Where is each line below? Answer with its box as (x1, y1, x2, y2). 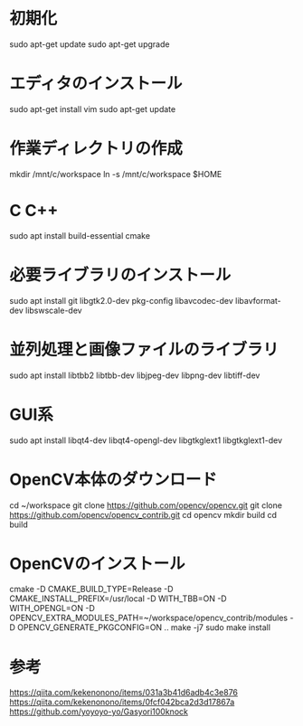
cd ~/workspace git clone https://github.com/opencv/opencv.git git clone (9, 499, 283, 511)
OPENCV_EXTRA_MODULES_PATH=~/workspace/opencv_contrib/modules (9, 612, 288, 624)
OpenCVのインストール (9, 553, 185, 574)
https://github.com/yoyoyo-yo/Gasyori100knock (9, 706, 188, 717)
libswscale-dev (25, 305, 83, 316)
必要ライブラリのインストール (9, 264, 232, 285)
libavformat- (234, 295, 282, 306)
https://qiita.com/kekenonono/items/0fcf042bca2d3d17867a (9, 697, 235, 708)
